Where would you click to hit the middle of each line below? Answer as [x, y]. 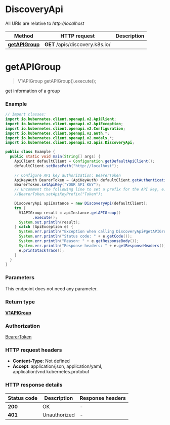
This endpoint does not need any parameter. [51, 288]
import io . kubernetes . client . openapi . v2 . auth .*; [57, 133]
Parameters [20, 278]
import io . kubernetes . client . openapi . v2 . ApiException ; [64, 124]
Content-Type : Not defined [41, 361]
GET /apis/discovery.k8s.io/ [78, 44]
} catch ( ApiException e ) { [44, 227]
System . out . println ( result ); [49, 222]
